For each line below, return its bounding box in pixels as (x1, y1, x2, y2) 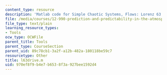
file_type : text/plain (5, 21, 52, 26)
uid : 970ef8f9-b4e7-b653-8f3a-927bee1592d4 (5, 62, 97, 67)
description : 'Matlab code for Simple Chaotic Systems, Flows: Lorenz (5, 12, 155, 17)
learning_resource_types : (5, 26, 59, 31)
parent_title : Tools (5, 39, 48, 44)
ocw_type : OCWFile (5, 35, 43, 40)
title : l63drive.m (5, 58, 43, 63)
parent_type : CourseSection (5, 44, 64, 49)
